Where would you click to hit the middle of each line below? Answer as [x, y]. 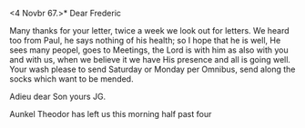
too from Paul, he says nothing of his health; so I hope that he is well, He [145, 40]
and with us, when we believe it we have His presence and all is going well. [150, 59]
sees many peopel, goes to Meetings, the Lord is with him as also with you [149, 50]
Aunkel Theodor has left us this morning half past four [111, 114]
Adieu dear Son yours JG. [58, 96]
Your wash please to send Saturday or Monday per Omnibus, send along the [152, 69]
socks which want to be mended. [71, 79]
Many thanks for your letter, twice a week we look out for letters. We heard [149, 30]
